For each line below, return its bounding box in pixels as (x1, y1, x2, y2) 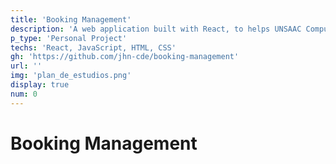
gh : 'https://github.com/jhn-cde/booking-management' (10, 52, 240, 62)
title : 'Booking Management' (10, 14, 132, 25)
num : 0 (10, 89, 38, 99)
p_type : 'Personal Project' (10, 33, 128, 43)
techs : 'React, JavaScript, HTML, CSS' (10, 42, 177, 53)
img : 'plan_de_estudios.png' (10, 71, 132, 81)
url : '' (10, 61, 43, 71)
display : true (10, 80, 70, 90)
